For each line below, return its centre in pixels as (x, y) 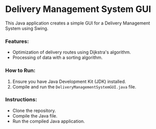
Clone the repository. (34, 110)
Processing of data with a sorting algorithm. (57, 57)
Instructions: (21, 99)
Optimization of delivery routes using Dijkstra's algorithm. (71, 52)
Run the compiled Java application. (48, 121)
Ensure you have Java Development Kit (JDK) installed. (69, 81)
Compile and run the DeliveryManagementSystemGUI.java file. (74, 86)
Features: (17, 41)
